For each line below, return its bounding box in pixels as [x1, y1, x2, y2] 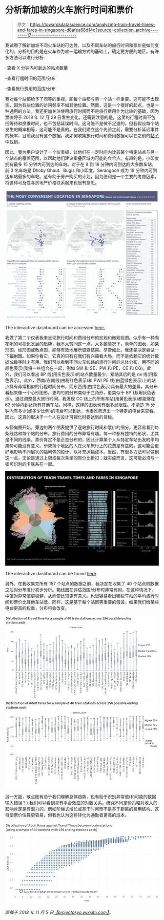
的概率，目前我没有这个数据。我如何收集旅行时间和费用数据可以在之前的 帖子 [5, 132, 159, 138]
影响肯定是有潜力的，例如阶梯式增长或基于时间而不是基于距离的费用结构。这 [5, 806, 159, 812]
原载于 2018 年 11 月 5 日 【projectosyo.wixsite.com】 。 [5, 909, 114, 916]
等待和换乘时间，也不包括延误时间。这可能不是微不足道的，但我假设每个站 [9, 120, 159, 126]
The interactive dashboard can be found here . [5, 571, 98, 577]
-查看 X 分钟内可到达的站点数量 [5, 64, 68, 71]
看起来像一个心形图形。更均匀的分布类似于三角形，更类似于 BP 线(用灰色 [5, 390, 152, 396]
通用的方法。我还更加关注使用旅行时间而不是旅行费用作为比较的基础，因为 [9, 108, 159, 114]
